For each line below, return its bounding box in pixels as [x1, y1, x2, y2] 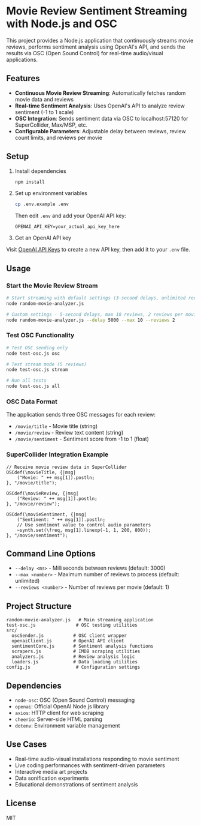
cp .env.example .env [14, 201, 69, 208]
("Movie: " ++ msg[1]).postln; [17, 474, 95, 481]
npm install [14, 179, 45, 185]
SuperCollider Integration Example [6, 450, 109, 459]
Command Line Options [6, 549, 96, 559]
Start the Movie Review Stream [6, 281, 98, 289]
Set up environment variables [14, 190, 88, 197]
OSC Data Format [6, 397, 58, 406]
